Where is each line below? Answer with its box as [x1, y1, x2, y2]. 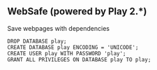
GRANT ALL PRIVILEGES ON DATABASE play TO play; [7, 56, 151, 63]
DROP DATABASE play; [7, 38, 68, 45]
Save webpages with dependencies [7, 24, 110, 32]
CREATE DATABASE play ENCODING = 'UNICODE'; [7, 43, 139, 51]
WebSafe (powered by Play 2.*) [7, 6, 147, 17]
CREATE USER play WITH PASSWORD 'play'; [7, 50, 127, 57]
